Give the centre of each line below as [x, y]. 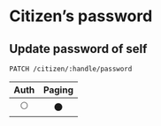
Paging [58, 90]
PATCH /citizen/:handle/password [71, 69]
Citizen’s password [81, 16]
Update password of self [78, 49]
